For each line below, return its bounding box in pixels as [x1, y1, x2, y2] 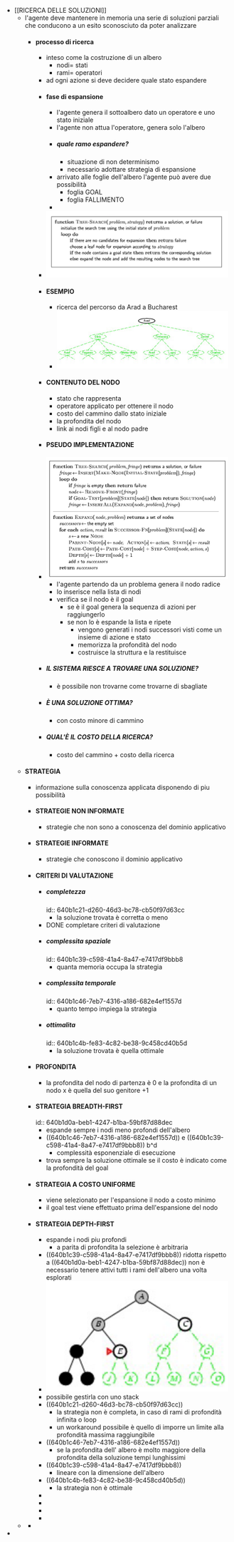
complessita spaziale [46, 937, 112, 945]
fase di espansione [46, 92, 104, 101]
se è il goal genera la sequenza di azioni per [67, 602, 197, 611]
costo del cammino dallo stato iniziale [56, 409, 167, 418]
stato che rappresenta [56, 394, 122, 402]
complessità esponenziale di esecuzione [56, 1148, 176, 1157]
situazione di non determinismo [67, 158, 160, 166]
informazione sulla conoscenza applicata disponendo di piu [35, 783, 210, 791]
